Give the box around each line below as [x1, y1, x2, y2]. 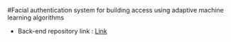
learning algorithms [7, 13, 65, 22]
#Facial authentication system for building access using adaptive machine [7, 6, 224, 14]
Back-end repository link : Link [17, 27, 108, 35]
